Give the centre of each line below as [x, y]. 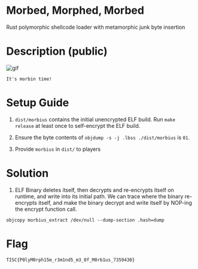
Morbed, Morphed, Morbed [75, 11]
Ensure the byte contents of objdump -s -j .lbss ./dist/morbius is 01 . [102, 137]
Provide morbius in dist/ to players [58, 149]
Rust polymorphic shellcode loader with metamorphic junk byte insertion [96, 27]
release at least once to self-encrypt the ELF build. [77, 125]
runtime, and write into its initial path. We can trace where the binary [99, 196]
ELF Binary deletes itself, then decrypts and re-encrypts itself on [95, 190]
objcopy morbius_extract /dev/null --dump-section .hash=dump [85, 220]
